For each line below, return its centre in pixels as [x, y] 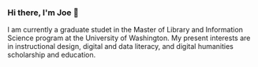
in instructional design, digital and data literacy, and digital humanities [121, 47]
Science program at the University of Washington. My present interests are [129, 38]
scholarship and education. [52, 55]
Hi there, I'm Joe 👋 [43, 13]
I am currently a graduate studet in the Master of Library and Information [125, 30]
